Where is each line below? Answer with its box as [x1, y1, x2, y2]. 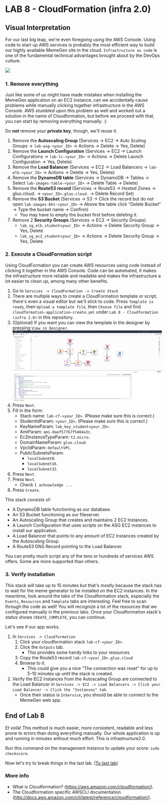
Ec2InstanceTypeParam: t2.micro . [19, 434, 90, 440]
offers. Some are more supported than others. [5, 559, 99, 565]
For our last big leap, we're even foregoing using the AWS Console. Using [5, 36, 156, 42]
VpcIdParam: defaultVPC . [19, 445, 71, 451]
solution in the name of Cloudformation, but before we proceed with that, [5, 113, 155, 119]
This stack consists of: [5, 497, 51, 503]
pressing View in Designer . [12, 325, 69, 331]
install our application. [12, 528, 58, 534]
